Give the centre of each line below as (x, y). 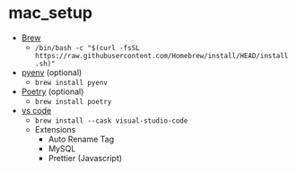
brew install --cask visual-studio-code (111, 120)
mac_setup (51, 13)
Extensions (55, 129)
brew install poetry (73, 101)
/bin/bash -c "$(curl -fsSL (87, 47)
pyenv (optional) (52, 72)
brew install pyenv (71, 82)
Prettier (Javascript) (85, 158)
